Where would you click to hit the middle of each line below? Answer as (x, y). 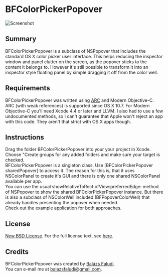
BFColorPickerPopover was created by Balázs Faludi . (60, 264)
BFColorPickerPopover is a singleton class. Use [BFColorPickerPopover (79, 165)
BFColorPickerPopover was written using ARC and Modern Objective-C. (79, 100)
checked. (15, 160)
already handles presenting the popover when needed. (62, 203)
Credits (17, 252)
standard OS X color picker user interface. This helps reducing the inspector (84, 56)
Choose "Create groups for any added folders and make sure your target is (83, 155)
